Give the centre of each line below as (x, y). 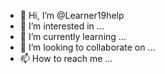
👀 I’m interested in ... (62, 26)
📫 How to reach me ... (66, 58)
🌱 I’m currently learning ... (73, 36)
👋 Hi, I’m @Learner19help (72, 15)
